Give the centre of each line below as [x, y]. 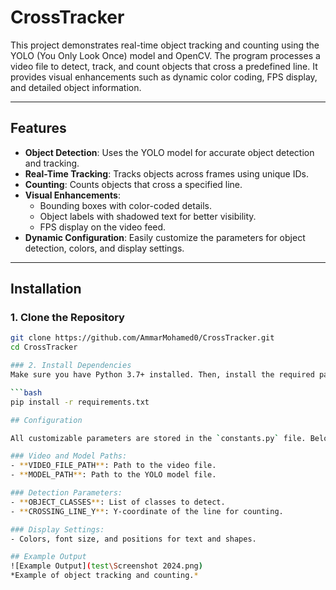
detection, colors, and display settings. [104, 248]
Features [38, 128]
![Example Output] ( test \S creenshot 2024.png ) [106, 566]
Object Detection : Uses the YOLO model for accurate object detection [169, 152]
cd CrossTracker [44, 347]
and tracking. [52, 163]
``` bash [26, 392]
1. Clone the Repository [67, 318]
